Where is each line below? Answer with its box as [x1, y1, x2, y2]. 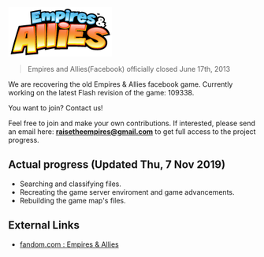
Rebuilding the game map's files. [19, 196, 126, 205]
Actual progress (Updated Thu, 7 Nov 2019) [8, 158, 226, 172]
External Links [8, 218, 80, 232]
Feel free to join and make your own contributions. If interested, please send [8, 118, 256, 128]
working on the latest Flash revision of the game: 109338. [8, 88, 195, 97]
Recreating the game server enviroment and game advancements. [19, 187, 235, 196]
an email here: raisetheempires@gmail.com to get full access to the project [8, 127, 256, 136]
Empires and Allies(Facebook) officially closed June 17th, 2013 [27, 65, 231, 73]
